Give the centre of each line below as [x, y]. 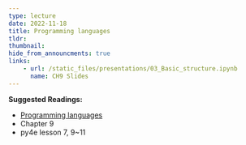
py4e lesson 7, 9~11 [53, 132]
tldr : [17, 38]
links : [19, 62]
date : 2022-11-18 [38, 23]
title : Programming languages [60, 31]
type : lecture [32, 16]
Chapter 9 [37, 123]
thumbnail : [27, 46]
